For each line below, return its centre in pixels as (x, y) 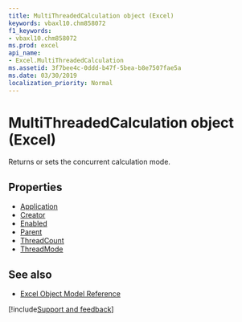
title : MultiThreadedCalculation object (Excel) (91, 16)
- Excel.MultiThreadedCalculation (66, 61)
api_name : (25, 53)
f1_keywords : (30, 31)
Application (39, 206)
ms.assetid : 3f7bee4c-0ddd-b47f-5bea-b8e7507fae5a (95, 68)
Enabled (34, 224)
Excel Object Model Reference (70, 294)
